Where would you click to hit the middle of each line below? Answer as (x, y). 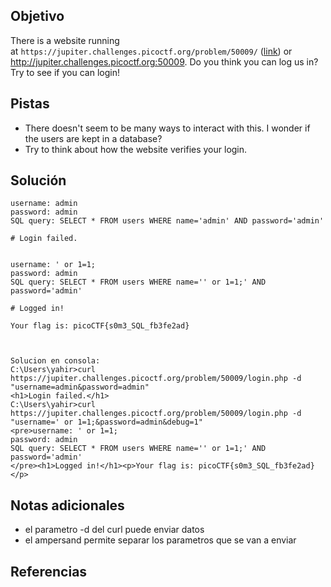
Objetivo (37, 16)
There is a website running (65, 40)
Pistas (30, 104)
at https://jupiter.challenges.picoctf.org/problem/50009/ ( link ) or (151, 51)
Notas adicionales (67, 505)
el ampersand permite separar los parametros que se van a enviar (160, 540)
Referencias (49, 571)
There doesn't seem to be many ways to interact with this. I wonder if (167, 128)
